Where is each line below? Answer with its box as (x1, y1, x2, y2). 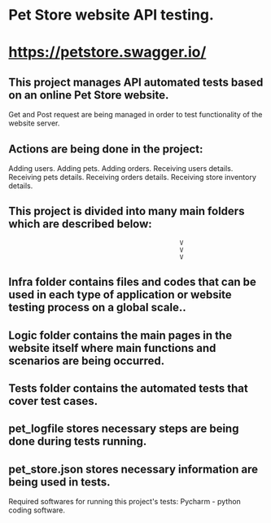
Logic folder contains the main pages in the (8, 328, 233, 342)
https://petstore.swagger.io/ (8, 43, 207, 62)
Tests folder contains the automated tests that (8, 381, 248, 395)
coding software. (8, 505, 65, 515)
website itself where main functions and (8, 341, 216, 355)
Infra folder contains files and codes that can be (8, 275, 256, 289)
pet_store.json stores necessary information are (8, 462, 259, 476)
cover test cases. (8, 393, 98, 408)
